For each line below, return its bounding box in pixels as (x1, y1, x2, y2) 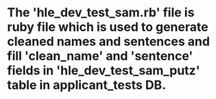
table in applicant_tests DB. (7, 77, 167, 93)
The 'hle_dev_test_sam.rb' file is (7, 5, 195, 20)
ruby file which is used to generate (7, 19, 208, 35)
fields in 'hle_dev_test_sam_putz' (7, 63, 200, 79)
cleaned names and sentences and (7, 34, 211, 49)
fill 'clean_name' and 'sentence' (7, 48, 193, 64)
